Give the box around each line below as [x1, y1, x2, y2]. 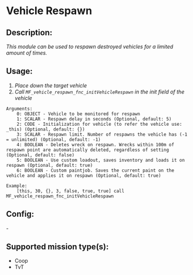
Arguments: [6, 106, 33, 112]
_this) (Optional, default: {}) [6, 126, 85, 132]
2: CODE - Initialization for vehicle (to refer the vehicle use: [16, 121, 182, 127]
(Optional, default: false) [6, 152, 75, 158]
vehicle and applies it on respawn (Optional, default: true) [6, 172, 161, 179]
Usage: [6, 66, 33, 76]
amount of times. [6, 49, 48, 56]
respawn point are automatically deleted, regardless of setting [6, 147, 169, 153]
